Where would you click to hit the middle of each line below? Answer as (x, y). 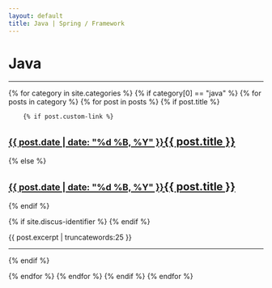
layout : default (36, 16)
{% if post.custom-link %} (68, 117)
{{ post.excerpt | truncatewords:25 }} (70, 237)
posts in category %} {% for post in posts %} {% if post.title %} (114, 102)
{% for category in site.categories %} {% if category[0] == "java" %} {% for (135, 93)
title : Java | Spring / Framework (67, 23)
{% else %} (28, 161)
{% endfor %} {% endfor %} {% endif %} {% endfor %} (101, 277)
